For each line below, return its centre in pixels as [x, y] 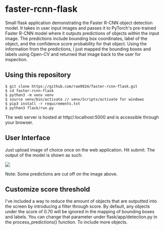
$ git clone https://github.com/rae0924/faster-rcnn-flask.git [71, 86]
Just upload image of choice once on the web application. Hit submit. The [80, 150]
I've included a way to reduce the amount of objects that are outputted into [81, 201]
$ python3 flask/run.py [30, 108]
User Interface [28, 138]
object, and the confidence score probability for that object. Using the [76, 43]
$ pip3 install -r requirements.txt [43, 104]
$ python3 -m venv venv [30, 95]
